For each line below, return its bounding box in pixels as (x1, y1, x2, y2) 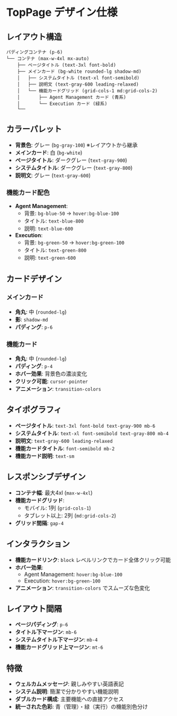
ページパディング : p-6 (14, 621, 68, 628)
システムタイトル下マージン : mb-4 (14, 636, 98, 643)
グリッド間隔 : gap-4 (14, 519, 64, 527)
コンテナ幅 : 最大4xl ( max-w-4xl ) (14, 489, 93, 496)
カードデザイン (6, 274, 62, 284)
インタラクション (6, 539, 70, 549)
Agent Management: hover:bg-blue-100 (24, 570, 123, 578)
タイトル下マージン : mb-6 (14, 629, 77, 636)
